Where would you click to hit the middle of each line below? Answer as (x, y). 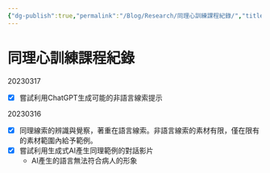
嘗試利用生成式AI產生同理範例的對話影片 (86, 150)
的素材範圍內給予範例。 (58, 140)
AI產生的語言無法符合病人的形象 (84, 160)
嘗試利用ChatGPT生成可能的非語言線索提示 (91, 97)
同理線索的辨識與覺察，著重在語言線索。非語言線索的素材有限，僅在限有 (139, 130)
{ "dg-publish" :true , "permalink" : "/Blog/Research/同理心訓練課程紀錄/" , (125, 16)
